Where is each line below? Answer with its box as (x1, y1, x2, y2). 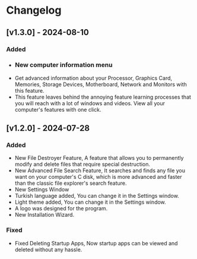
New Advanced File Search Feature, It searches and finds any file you (14, 167, 186, 174)
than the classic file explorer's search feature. (14, 179, 127, 187)
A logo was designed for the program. (14, 205, 108, 212)
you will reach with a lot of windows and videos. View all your (14, 99, 165, 107)
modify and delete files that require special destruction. (14, 161, 150, 168)
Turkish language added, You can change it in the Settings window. (14, 192, 179, 200)
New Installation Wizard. (14, 211, 75, 219)
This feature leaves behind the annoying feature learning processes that (14, 93, 192, 100)
